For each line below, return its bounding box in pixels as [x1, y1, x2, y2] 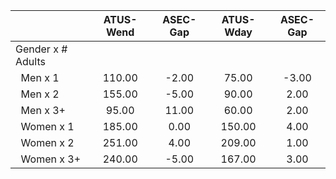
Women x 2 [20, 136, 75, 149]
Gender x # [15, 42, 68, 56]
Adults [15, 55, 46, 68]
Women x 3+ [20, 152, 82, 166]
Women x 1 [20, 120, 75, 133]
